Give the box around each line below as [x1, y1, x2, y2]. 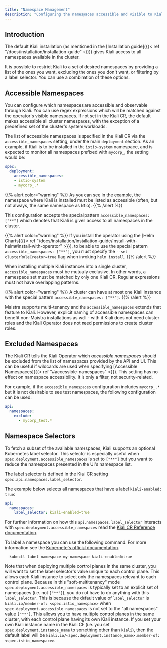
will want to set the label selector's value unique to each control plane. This [5, 568, 160, 575]
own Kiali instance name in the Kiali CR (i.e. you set [5, 622, 110, 628]
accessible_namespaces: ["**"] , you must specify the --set [5, 248, 128, 254]
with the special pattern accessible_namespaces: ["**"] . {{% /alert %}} [5, 294, 151, 300]
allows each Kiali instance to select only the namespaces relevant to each [5, 574, 156, 580]
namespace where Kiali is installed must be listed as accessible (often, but [5, 197, 158, 203]
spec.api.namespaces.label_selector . [5, 476, 83, 482]
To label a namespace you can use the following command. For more [5, 539, 147, 545]
